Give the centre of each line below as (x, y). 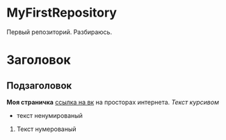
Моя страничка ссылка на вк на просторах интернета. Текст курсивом (113, 102)
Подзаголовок (39, 86)
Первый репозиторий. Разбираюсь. (59, 32)
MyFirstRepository (62, 13)
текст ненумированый (49, 115)
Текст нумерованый (47, 129)
